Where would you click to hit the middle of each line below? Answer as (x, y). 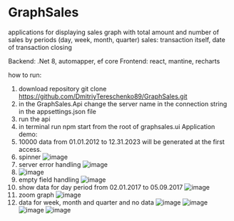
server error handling (50, 164)
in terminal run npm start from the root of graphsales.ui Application (117, 126)
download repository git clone (62, 88)
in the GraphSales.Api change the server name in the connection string (123, 103)
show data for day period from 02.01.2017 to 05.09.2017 (101, 187)
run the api (34, 119)
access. (30, 149)
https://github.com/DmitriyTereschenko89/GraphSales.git (103, 96)
